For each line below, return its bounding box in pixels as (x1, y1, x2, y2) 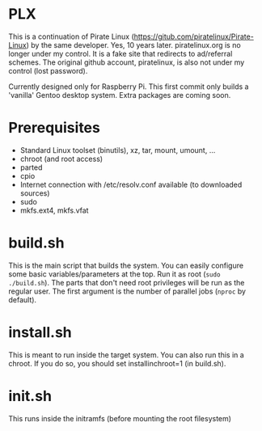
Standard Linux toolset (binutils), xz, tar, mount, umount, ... (19, 145, 216, 154)
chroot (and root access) (19, 154, 104, 163)
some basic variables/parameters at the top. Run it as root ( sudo (8, 268, 221, 279)
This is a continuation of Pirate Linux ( (8, 32, 135, 41)
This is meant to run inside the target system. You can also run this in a (8, 349, 244, 360)
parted (19, 163, 43, 172)
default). (8, 294, 37, 304)
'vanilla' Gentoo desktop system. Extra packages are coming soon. (8, 90, 231, 99)
